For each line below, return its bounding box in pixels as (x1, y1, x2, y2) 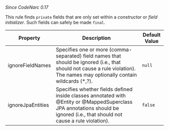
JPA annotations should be (55, 105, 119, 111)
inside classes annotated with (55, 92, 126, 99)
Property (18, 35, 40, 41)
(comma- (109, 46, 132, 53)
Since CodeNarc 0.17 (5, 5, 49, 10)
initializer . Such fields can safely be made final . (5, 20, 106, 25)
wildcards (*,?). (55, 78, 93, 85)
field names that (82, 52, 121, 59)
